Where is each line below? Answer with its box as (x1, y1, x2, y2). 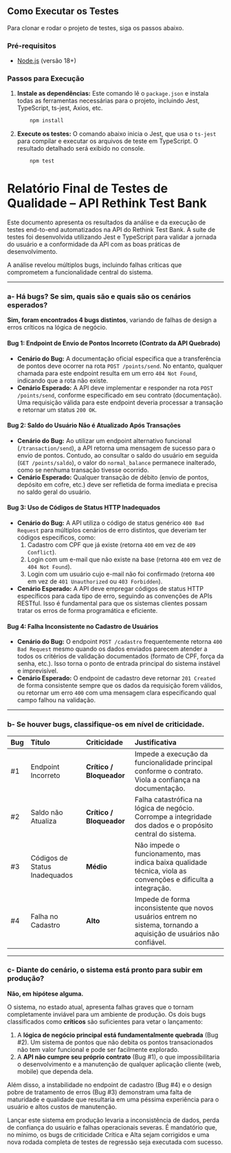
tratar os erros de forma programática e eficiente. (16, 607, 158, 614)
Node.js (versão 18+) (16, 56, 77, 65)
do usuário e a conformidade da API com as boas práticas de (7, 240, 181, 248)
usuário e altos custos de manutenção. (7, 1102, 118, 1110)
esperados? (7, 301, 48, 310)
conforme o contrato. (134, 766, 203, 776)
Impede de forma (134, 894, 190, 904)
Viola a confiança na (134, 775, 201, 784)
